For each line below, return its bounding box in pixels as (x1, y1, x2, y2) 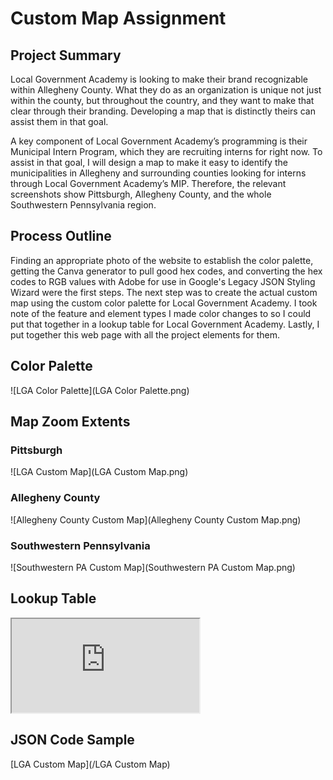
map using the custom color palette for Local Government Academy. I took (10, 297, 318, 309)
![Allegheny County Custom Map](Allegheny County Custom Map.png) (10, 513, 302, 526)
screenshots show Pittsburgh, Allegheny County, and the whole (10, 188, 272, 200)
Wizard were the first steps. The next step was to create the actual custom (10, 286, 318, 298)
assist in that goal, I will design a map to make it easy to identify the (10, 157, 288, 168)
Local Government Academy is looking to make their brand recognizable (10, 73, 308, 85)
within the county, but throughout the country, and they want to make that (10, 95, 315, 106)
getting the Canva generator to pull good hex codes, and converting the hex (10, 265, 323, 277)
